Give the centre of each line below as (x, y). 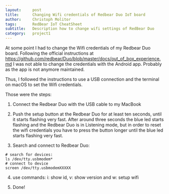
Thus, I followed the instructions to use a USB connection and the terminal (82, 79)
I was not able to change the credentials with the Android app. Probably (88, 64)
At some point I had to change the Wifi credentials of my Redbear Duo (78, 48)
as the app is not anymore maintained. (45, 69)
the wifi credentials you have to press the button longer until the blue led (88, 130)
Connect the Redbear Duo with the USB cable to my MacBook (77, 104)
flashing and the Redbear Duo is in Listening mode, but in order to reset (87, 125)
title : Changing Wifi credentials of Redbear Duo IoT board (75, 15)
